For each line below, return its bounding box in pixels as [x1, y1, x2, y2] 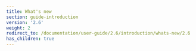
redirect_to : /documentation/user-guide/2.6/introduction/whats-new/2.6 [6, 30, 191, 36]
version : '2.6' [6, 19, 44, 25]
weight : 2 [6, 25, 31, 31]
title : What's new [6, 8, 52, 15]
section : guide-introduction [6, 14, 79, 20]
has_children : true [6, 36, 55, 42]
